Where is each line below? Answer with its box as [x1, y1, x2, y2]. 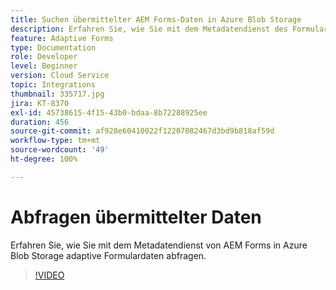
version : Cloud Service [10, 71, 110, 81]
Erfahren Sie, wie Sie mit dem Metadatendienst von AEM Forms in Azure [10, 239, 308, 251]
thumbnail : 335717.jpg [10, 89, 105, 99]
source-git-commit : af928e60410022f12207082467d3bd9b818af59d [10, 126, 275, 136]
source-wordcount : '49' [10, 145, 110, 155]
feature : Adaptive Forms [10, 33, 114, 43]
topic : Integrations [10, 80, 97, 90]
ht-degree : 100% [10, 154, 78, 164]
